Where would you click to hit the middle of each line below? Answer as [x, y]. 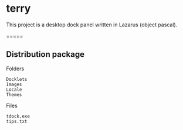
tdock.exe [18, 116]
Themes [14, 95]
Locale [14, 90]
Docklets [17, 79]
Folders [15, 69]
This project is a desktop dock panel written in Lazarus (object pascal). [92, 25]
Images [14, 84]
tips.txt [17, 121]
